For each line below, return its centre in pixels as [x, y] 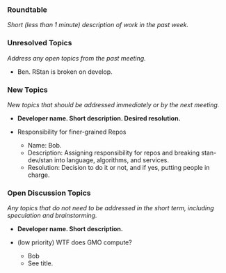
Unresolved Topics [40, 43]
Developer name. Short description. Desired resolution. [99, 118]
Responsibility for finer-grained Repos [72, 132]
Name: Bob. [45, 145]
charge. [39, 175]
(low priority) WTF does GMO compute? [74, 242]
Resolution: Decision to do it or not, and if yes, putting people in [119, 167]
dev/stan [40, 160]
